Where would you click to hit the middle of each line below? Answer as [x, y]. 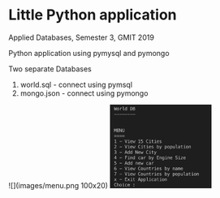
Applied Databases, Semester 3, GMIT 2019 [81, 37]
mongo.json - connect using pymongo [84, 93]
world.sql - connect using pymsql [76, 84]
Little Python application [93, 15]
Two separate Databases [50, 69]
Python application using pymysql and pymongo [89, 53]
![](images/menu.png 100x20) [58, 186]
